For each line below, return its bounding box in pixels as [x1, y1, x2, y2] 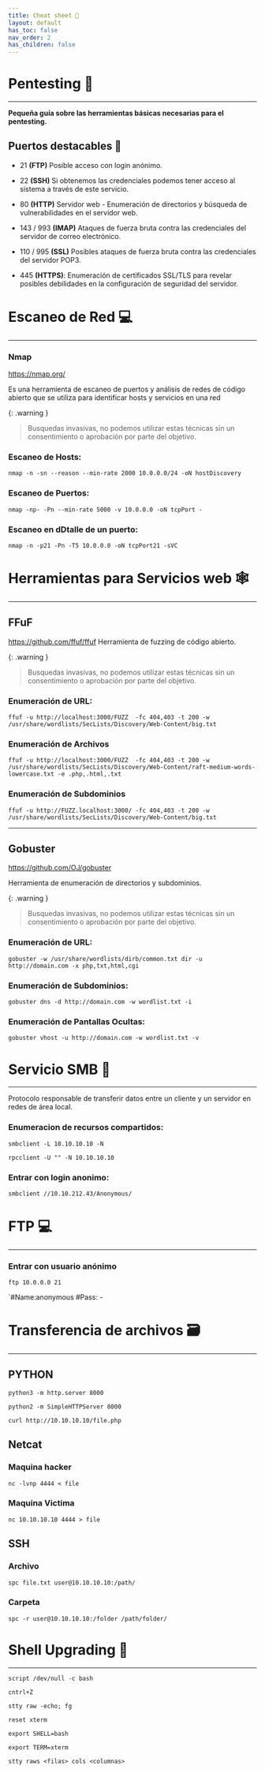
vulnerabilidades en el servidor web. [19, 208, 138, 217]
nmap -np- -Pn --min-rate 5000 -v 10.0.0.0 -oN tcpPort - [8, 506, 203, 514]
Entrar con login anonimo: [8, 1172, 110, 1183]
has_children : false [8, 41, 77, 49]
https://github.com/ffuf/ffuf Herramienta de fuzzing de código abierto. [8, 637, 237, 646]
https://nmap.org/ [8, 369, 65, 379]
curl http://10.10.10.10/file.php [8, 1416, 122, 1424]
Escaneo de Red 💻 [8, 309, 133, 326]
